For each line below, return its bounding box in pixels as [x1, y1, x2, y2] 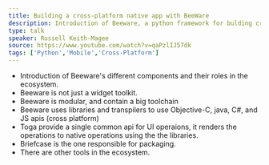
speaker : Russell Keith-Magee [8, 34, 110, 42]
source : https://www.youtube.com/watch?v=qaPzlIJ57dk [8, 42, 192, 50]
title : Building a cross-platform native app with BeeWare [8, 11, 210, 20]
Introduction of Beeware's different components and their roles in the [19, 71, 248, 80]
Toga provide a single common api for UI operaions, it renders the [19, 122, 238, 131]
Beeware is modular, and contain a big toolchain [19, 97, 179, 106]
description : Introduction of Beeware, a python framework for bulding [8, 19, 252, 27]
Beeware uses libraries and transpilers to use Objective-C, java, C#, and [19, 105, 258, 115]
